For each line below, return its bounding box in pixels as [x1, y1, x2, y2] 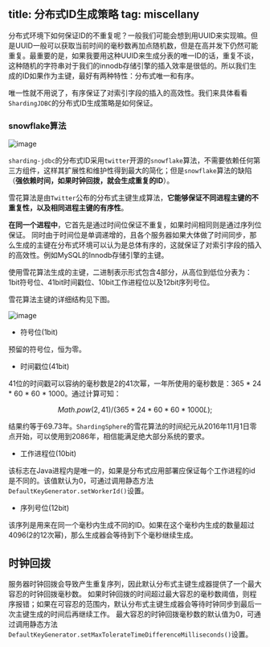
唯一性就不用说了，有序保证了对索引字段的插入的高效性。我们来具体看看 [8, 88, 247, 97]
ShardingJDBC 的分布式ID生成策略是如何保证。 [8, 97, 157, 107]
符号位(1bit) [19, 327, 59, 337]
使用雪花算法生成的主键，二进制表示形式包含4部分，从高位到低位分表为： [8, 268, 253, 277]
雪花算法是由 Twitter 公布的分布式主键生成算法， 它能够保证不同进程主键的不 [8, 193, 260, 203]
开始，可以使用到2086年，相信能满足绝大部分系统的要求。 [14, 432, 209, 442]
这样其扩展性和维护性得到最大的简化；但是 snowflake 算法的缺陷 [43, 166, 252, 176]
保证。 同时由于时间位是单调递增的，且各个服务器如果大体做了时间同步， [8, 230, 250, 240]
